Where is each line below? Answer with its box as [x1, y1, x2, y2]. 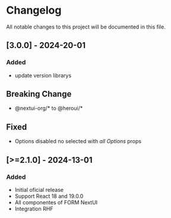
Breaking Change [6, 89, 72, 99]
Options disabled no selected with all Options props [14, 138, 141, 145]
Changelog [6, 4, 62, 17]
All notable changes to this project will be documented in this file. [6, 23, 166, 30]
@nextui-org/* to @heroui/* [14, 105, 83, 112]
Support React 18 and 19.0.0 [14, 192, 84, 200]
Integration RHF [14, 205, 53, 212]
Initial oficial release [14, 186, 64, 193]
